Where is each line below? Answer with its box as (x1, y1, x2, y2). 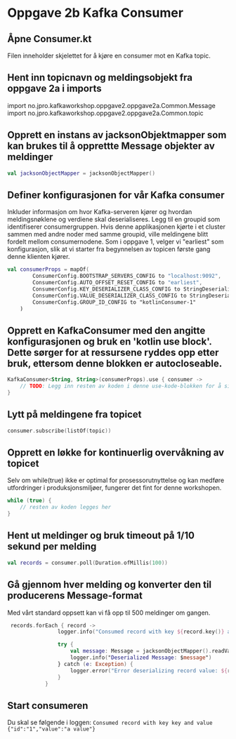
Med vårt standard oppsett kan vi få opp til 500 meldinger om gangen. (7, 608, 211, 617)
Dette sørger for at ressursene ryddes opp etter (7, 346, 219, 359)
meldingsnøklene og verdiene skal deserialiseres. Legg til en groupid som (7, 215, 221, 224)
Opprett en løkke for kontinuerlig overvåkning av (7, 446, 225, 458)
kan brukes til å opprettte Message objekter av (7, 140, 216, 152)
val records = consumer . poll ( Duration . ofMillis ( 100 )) (7, 559, 169, 566)
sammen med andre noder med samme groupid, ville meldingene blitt (7, 230, 209, 239)
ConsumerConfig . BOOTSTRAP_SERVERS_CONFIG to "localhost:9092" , (32, 272, 221, 280)
